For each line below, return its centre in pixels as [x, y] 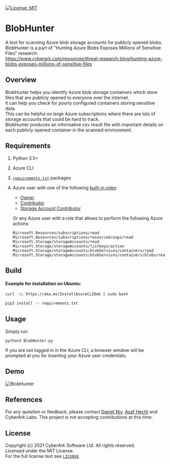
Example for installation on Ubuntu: [43, 283]
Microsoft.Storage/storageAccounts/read [56, 242]
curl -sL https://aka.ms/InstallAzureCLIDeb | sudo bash [67, 294]
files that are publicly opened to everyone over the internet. [67, 97]
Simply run [16, 331]
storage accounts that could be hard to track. [53, 119]
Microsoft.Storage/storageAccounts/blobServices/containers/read [83, 251]
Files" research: [22, 53]
